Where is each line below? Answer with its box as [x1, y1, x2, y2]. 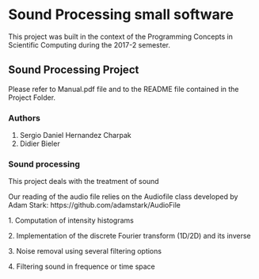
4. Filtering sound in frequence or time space [8, 262, 156, 271]
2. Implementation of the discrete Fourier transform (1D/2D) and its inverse [8, 231, 251, 241]
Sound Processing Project [8, 63, 139, 77]
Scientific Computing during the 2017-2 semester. [8, 40, 171, 49]
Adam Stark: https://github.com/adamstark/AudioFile [8, 201, 181, 210]
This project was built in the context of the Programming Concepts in [8, 32, 234, 41]
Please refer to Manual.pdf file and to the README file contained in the [8, 84, 239, 94]
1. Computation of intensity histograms [8, 216, 135, 225]
